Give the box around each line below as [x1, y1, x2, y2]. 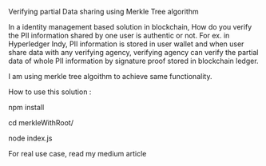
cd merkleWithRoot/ [8, 118, 74, 127]
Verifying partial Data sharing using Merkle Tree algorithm [8, 7, 199, 16]
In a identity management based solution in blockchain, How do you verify [8, 22, 252, 31]
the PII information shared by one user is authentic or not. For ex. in [8, 31, 230, 40]
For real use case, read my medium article [8, 149, 147, 158]
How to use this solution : [8, 87, 92, 97]
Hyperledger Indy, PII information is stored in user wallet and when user [8, 39, 244, 49]
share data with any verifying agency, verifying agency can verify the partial [8, 48, 259, 57]
